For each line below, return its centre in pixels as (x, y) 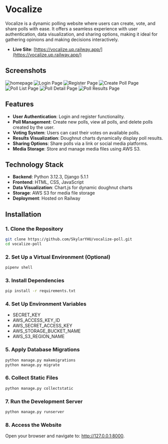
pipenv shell (19, 268)
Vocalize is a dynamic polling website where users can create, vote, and (80, 23)
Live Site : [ (24, 49)
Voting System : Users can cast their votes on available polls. (76, 132)
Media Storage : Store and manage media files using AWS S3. (76, 149)
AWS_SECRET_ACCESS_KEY (42, 326)
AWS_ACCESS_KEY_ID (36, 320)
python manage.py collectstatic (39, 388)
